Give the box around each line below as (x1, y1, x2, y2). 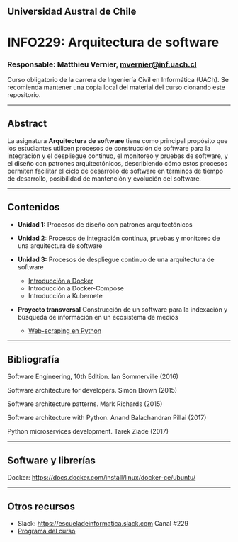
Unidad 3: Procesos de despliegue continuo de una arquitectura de (17, 255, 215, 264)
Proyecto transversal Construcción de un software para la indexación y (17, 305, 228, 314)
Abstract (7, 118, 47, 130)
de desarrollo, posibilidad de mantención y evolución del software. (7, 174, 202, 183)
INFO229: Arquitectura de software (7, 34, 220, 50)
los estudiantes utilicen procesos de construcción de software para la (7, 144, 211, 152)
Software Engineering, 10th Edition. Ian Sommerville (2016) (7, 372, 179, 381)
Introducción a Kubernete (28, 291, 103, 300)
